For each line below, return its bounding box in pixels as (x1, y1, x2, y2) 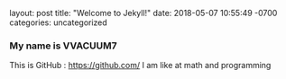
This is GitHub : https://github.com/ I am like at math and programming (9, 60, 272, 71)
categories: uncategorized (9, 17, 108, 28)
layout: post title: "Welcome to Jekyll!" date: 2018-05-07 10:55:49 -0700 (9, 8, 278, 18)
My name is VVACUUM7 (9, 39, 117, 52)
